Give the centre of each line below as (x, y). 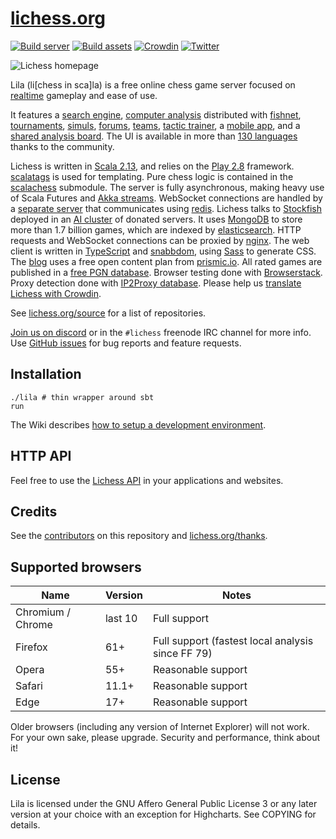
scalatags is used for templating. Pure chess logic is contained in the (152, 176)
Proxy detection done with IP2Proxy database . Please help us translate (156, 283)
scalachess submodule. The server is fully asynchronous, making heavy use (167, 187)
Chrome (34, 625)
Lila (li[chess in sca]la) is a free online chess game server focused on (153, 84)
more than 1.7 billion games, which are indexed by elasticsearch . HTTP (156, 229)
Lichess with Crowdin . (56, 293)
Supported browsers (76, 567)
